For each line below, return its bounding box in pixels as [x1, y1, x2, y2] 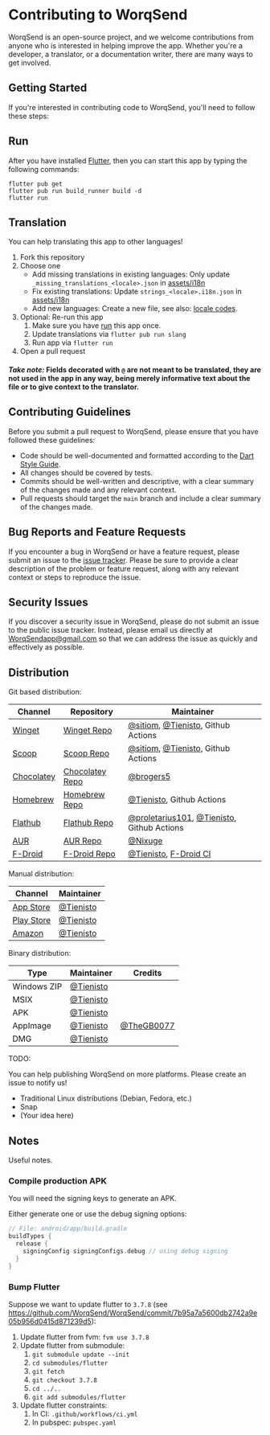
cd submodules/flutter [31, 1359, 108, 1367]
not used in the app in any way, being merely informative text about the [8, 373, 251, 383]
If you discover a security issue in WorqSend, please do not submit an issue [8, 617, 260, 626]
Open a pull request [19, 346, 86, 356]
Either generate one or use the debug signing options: [8, 1209, 187, 1219]
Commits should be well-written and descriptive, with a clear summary [19, 476, 255, 486]
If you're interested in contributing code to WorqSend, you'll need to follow [8, 102, 256, 112]
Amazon [12, 928, 44, 939]
